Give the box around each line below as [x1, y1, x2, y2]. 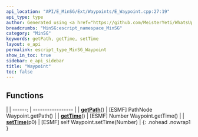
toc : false [6, 69, 33, 75]
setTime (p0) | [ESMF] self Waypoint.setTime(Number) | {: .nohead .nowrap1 [6, 119, 191, 126]
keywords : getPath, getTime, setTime [6, 36, 99, 42]
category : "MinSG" [6, 31, 51, 36]
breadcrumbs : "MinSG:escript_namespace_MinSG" [6, 25, 123, 31]
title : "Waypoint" [6, 63, 51, 69]
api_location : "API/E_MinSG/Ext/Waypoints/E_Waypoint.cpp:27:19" [6, 8, 170, 15]
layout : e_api [6, 42, 41, 48]
